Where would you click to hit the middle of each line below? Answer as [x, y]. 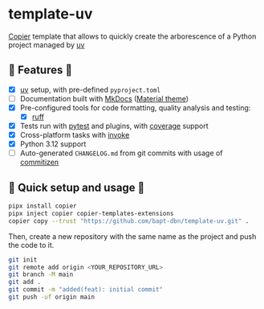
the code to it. [31, 245]
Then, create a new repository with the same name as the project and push [132, 236]
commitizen [39, 163]
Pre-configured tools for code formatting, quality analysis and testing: [135, 107]
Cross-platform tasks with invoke [75, 135]
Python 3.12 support [53, 144]
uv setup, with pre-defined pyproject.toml [90, 89]
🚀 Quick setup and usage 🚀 [77, 187]
